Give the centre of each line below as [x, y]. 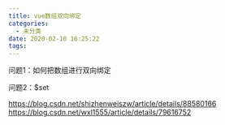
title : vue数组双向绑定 [45, 16]
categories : [28, 24]
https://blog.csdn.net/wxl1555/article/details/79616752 [100, 112]
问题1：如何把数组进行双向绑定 [60, 71]
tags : [17, 46]
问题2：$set [29, 88]
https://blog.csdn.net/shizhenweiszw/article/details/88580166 [112, 104]
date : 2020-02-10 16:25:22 [54, 39]
